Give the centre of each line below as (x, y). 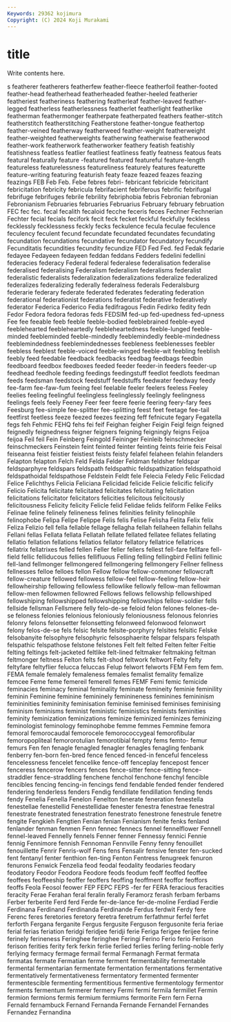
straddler (20, 777)
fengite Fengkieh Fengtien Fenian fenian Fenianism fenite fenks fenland (108, 821)
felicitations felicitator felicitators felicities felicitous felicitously (96, 498)
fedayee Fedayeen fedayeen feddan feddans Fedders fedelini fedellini (106, 256)
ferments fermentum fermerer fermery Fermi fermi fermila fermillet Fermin (112, 990)
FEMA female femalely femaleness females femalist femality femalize (105, 674)
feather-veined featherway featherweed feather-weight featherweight (106, 131)
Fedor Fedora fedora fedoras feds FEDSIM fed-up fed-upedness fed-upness (116, 315)
